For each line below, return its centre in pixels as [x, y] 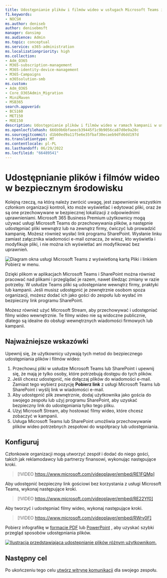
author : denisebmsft [27, 28]
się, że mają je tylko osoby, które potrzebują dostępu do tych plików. [82, 374]
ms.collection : [21, 56]
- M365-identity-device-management [42, 70]
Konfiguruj [22, 442]
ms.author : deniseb [25, 24]
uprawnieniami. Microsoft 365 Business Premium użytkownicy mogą [75, 218]
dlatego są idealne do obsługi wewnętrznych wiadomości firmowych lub [79, 321]
